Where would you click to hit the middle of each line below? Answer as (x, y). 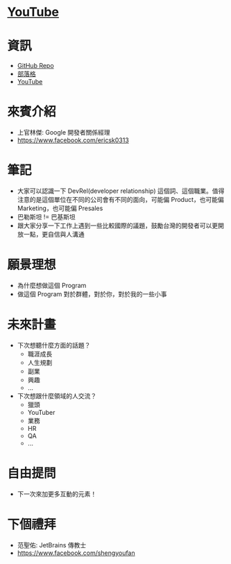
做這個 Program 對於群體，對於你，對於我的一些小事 (92, 294)
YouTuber (41, 412)
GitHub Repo (35, 66)
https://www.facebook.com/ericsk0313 (73, 140)
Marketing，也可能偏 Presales (60, 208)
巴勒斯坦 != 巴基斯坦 (46, 217)
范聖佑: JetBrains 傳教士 (52, 545)
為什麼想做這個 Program (52, 285)
